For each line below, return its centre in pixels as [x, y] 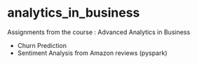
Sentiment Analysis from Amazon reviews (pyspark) [92, 53]
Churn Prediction [42, 45]
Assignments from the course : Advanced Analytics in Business [99, 32]
